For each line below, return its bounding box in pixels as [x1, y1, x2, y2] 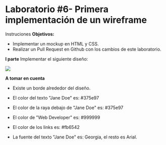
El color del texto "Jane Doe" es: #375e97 [12, 94, 99, 101]
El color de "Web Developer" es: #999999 [12, 114, 100, 120]
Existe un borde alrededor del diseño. [12, 85, 91, 91]
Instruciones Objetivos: [5, 31, 54, 37]
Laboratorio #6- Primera [5, 4, 109, 15]
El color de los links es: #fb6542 [12, 124, 80, 130]
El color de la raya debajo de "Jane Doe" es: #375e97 [12, 105, 124, 111]
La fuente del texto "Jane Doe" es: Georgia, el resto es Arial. [12, 134, 137, 140]
